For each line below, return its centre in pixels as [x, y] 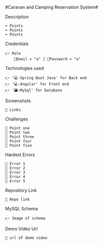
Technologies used [25, 68]
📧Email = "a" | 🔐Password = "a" [47, 59]
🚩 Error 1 [15, 164]
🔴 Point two [17, 132]
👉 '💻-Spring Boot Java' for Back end [46, 78]
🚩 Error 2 [15, 168]
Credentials [17, 44]
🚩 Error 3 [15, 173]
